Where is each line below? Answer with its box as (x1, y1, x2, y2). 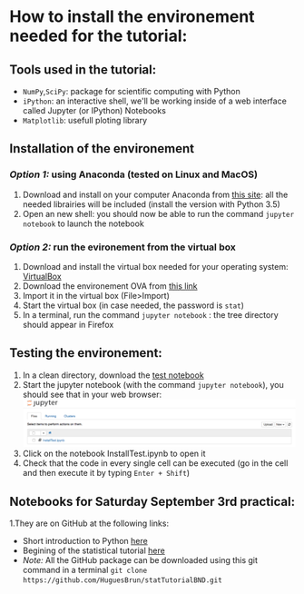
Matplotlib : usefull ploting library (22, 115, 148, 125)
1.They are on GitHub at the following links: (9, 518, 170, 529)
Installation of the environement (9, 141, 195, 156)
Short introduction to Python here (22, 536, 148, 547)
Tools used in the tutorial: (9, 62, 157, 77)
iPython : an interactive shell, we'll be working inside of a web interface (22, 95, 288, 106)
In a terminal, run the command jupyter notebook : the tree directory (22, 309, 279, 320)
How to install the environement (9, 6, 256, 27)
